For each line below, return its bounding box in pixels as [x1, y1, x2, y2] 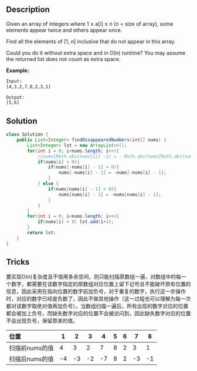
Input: [6, 78, 22, 84]
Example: [6, 67, 30, 74]
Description [6, 5, 50, 15]
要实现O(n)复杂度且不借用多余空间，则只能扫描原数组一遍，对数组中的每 [6, 273, 182, 281]
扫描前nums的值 [9, 344, 54, 352]
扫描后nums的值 [9, 355, 54, 363]
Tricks [6, 257, 30, 267]
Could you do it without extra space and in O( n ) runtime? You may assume [6, 49, 186, 56]
